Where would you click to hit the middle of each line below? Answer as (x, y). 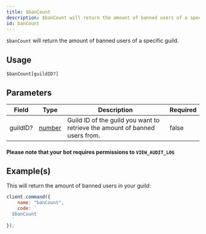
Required (183, 110)
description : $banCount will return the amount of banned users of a (97, 18)
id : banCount (23, 23)
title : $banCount (29, 12)
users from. (84, 135)
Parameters (29, 93)
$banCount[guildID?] (33, 74)
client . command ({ (29, 197)
